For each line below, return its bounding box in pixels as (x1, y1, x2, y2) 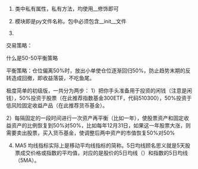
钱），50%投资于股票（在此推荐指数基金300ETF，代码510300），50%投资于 (6, 94, 192, 101)
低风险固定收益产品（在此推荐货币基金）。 (6, 102, 108, 109)
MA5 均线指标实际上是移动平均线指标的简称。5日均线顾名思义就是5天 (14, 142, 186, 149)
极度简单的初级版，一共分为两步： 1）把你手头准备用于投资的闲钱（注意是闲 (6, 87, 192, 94)
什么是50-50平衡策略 (6, 55, 58, 61)
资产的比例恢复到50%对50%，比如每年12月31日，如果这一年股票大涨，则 (11, 122, 191, 129)
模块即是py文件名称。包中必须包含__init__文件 (14, 18, 127, 25)
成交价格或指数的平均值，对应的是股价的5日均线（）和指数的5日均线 (20, 149, 188, 156)
